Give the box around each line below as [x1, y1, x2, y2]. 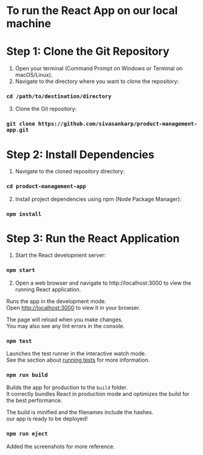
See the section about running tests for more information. [6, 356, 150, 364]
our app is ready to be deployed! [6, 415, 88, 423]
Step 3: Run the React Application [6, 231, 180, 245]
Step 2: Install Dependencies [6, 148, 155, 162]
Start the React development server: [15, 251, 106, 259]
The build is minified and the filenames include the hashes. [6, 409, 154, 416]
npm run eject [6, 431, 48, 437]
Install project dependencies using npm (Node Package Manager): [15, 195, 182, 202]
